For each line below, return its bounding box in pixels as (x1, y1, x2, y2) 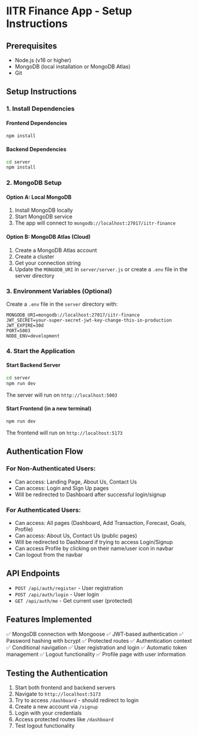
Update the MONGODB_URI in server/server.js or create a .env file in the (14, 265, 188, 273)
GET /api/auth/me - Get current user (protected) (14, 597, 133, 604)
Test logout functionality (14, 722, 75, 730)
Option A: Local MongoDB (6, 193, 72, 201)
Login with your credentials (14, 709, 82, 716)
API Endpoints (6, 569, 60, 579)
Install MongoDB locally (14, 206, 73, 214)
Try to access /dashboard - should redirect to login (14, 697, 139, 704)
